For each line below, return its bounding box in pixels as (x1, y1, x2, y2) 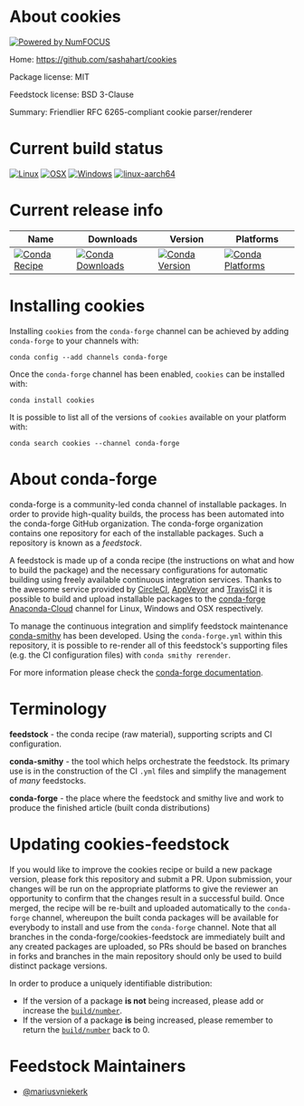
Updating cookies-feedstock (9, 833, 230, 854)
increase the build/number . (22, 1005, 123, 1015)
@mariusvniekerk (22, 1085, 89, 1097)
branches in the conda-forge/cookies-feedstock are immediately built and (9, 931, 286, 942)
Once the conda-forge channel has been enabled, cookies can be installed (9, 369, 285, 380)
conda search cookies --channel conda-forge (9, 438, 180, 447)
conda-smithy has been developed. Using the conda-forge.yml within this (9, 630, 283, 640)
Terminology (9, 698, 107, 719)
